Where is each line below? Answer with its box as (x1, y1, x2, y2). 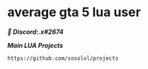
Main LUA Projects (7, 41, 64, 49)
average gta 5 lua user (7, 4, 142, 20)
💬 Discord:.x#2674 (7, 27, 64, 36)
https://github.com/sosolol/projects (7, 54, 119, 62)
